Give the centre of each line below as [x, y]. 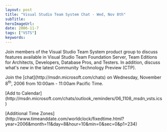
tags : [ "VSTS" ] [21, 33]
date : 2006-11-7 [22, 28]
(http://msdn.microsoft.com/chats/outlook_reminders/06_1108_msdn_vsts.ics [84, 98]
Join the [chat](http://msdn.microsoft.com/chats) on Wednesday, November [83, 77]
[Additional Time [22, 113]
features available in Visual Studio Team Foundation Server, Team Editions [81, 57]
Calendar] [32, 93]
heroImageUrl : [20, 24]
